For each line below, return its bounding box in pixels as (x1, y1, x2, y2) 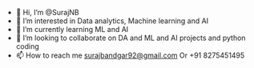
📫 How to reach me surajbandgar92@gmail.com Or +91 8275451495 (15, 50, 245, 60)
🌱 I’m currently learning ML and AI (15, 25, 129, 34)
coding (15, 42, 40, 51)
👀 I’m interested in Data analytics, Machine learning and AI (15, 16, 209, 26)
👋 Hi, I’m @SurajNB (15, 8, 80, 17)
